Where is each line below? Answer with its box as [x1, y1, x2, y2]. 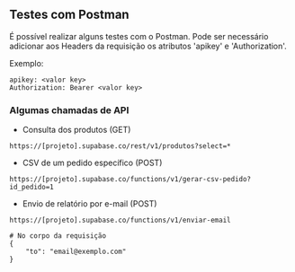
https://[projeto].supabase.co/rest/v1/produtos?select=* [9, 142, 231, 151]
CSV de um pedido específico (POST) [22, 157, 163, 169]
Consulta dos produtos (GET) [22, 125, 131, 136]
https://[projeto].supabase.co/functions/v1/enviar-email [9, 215, 231, 225]
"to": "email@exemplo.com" [25, 247, 127, 257]
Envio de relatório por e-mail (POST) [22, 198, 157, 209]
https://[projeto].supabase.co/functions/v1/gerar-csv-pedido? [9, 175, 252, 184]
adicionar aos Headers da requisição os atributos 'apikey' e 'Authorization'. [9, 40, 288, 51]
